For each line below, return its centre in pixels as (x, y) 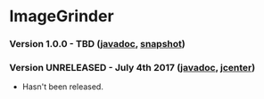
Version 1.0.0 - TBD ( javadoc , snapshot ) (97, 44)
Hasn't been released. (63, 87)
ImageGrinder (62, 16)
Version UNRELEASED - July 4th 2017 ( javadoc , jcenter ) (132, 68)
